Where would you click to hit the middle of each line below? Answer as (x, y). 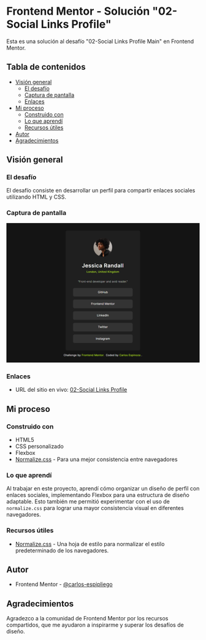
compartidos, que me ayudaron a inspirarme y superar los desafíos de (95, 625)
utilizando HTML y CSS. (36, 197)
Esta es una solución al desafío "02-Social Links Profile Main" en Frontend (100, 41)
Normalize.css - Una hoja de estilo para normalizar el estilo (90, 544)
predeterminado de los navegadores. (62, 550)
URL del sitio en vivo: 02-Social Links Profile (71, 390)
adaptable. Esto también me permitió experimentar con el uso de (88, 501)
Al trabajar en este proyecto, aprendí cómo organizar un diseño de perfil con (103, 489)
